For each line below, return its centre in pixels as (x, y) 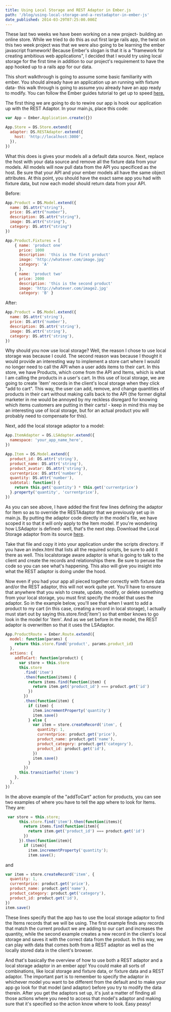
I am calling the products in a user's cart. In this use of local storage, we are (85, 378)
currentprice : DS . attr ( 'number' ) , (46, 473)
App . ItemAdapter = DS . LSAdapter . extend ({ (50, 435)
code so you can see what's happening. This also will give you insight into (83, 566)
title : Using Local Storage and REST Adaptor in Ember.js (68, 10)
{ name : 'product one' (39, 245)
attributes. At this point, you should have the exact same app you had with (83, 178)
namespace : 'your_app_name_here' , (46, 440)
